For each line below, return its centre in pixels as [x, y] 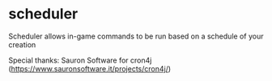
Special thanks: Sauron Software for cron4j [80, 60]
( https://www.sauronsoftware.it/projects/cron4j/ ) [90, 68]
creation [22, 44]
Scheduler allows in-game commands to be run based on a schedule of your [136, 36]
